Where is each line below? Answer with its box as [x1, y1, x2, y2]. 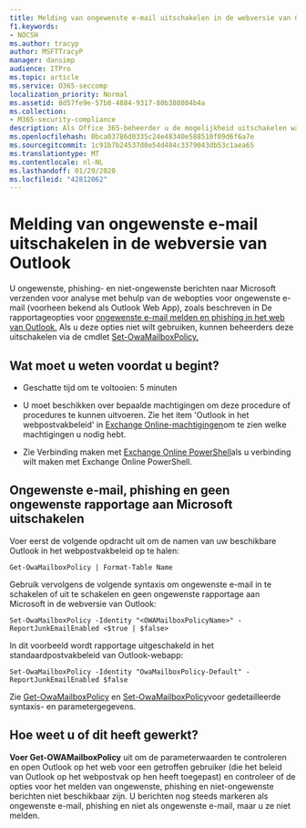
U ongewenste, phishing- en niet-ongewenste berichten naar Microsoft [9, 283, 276, 294]
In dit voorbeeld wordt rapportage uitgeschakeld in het [9, 640, 214, 651]
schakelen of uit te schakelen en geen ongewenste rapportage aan [9, 588, 260, 599]
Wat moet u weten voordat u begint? [9, 358, 220, 373]
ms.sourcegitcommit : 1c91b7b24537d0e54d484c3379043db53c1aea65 [9, 141, 255, 150]
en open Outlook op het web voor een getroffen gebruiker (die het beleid [9, 761, 282, 772]
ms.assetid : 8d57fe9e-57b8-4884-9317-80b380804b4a [9, 98, 206, 108]
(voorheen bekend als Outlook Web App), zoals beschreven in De [26, 302, 272, 313]
